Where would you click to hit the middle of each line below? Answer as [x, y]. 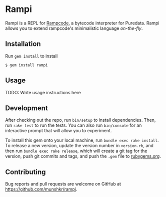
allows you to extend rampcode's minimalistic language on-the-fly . [74, 28]
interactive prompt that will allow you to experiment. [58, 131]
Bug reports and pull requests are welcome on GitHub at [63, 184]
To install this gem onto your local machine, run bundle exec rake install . [82, 140]
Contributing [25, 172]
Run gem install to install [31, 56]
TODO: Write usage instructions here [43, 92]
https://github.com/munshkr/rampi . [41, 189]
